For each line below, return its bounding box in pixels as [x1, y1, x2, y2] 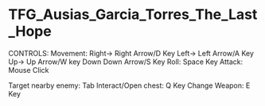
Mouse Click [8, 65, 49, 74]
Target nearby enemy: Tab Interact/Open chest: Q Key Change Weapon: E [8, 81, 251, 90]
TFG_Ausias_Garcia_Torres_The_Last [8, 6, 258, 24]
